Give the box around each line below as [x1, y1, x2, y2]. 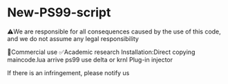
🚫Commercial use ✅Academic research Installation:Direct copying [7, 48, 196, 56]
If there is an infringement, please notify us [7, 68, 130, 76]
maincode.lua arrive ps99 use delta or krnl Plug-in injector [7, 55, 173, 64]
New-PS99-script [7, 5, 111, 20]
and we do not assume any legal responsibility [7, 34, 140, 42]
